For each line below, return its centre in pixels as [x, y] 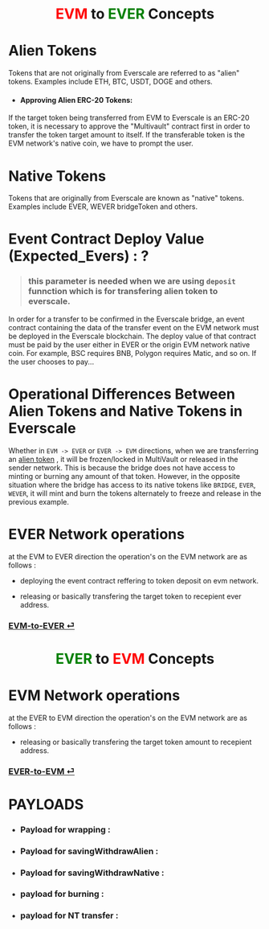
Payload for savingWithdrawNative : [92, 873]
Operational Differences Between [122, 394]
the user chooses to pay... [51, 362]
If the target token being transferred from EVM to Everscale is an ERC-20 [129, 118]
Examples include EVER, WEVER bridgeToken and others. [103, 207]
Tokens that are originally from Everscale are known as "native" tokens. [126, 198]
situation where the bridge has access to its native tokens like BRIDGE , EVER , [132, 485]
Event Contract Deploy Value [106, 239]
